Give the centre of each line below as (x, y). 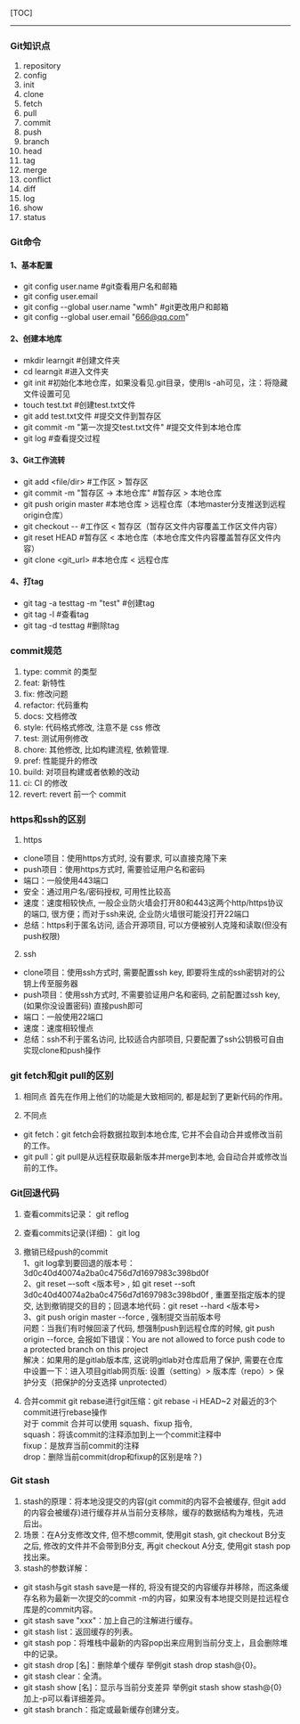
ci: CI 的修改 (45, 783)
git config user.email (61, 297)
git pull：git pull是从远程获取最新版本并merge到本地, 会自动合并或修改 (151, 1156)
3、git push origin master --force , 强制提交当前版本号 (122, 1317)
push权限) (41, 936)
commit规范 (36, 650)
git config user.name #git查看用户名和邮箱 (100, 286)
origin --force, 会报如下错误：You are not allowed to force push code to (154, 1339)
